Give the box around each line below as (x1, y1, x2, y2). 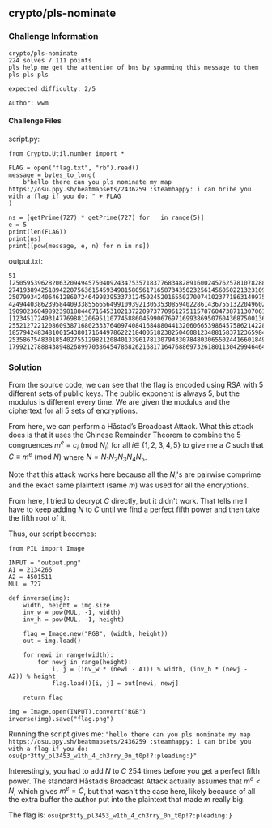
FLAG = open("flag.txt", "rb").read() (8, 164, 139, 172)
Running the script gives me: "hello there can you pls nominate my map (8, 729, 251, 739)
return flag (23, 693, 63, 701)
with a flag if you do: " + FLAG (8, 192, 121, 200)
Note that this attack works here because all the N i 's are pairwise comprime (8, 470, 261, 481)
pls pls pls (8, 71, 49, 79)
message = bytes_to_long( (8, 170, 96, 179)
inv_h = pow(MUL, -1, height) (23, 616, 125, 624)
